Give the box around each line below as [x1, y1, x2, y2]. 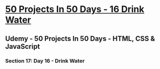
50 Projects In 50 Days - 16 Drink [5, 4, 144, 15]
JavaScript [5, 42, 40, 51]
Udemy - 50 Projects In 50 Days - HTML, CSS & [5, 34, 155, 43]
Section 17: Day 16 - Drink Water [5, 57, 85, 64]
